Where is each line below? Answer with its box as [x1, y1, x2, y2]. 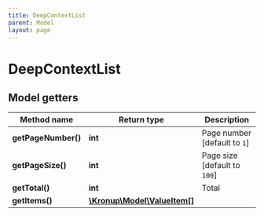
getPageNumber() [12, 133, 82, 144]
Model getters [8, 91, 79, 104]
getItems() [12, 196, 53, 207]
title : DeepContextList [8, 11, 86, 20]
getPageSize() [12, 160, 67, 171]
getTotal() [12, 182, 50, 193]
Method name [20, 115, 73, 126]
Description [203, 115, 250, 126]
